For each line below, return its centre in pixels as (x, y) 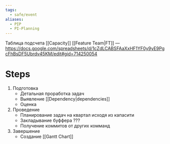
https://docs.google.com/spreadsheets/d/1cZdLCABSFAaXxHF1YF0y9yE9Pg (85, 49)
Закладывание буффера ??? (50, 121)
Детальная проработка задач (52, 93)
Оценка (28, 105)
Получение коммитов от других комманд (65, 126)
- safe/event (24, 15)
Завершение (26, 131)
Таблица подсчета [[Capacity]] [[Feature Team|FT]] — (62, 43)
